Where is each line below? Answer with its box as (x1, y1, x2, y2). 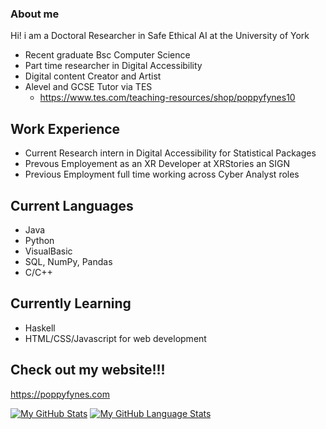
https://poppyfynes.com (10, 388, 110, 400)
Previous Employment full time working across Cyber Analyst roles (24, 168, 300, 181)
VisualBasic (24, 245, 73, 257)
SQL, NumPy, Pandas (24, 255, 113, 267)
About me (10, 7, 60, 21)
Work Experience (10, 120, 121, 137)
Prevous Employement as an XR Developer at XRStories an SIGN (24, 158, 291, 170)
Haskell (24, 322, 56, 334)
